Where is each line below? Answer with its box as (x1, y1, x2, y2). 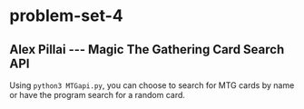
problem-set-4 (9, 5, 124, 26)
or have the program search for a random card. (9, 90, 186, 100)
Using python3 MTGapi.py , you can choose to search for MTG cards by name (9, 80, 295, 91)
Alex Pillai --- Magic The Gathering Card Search (9, 42, 285, 57)
